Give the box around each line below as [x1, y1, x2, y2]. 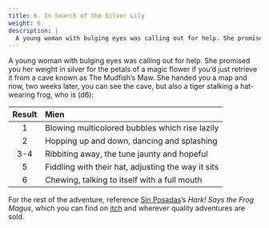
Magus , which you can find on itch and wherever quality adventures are [8, 203, 246, 213]
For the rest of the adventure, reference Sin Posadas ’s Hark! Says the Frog [8, 195, 255, 205]
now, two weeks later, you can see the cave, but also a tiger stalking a [8, 82, 239, 91]
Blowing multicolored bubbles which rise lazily [45, 122, 219, 134]
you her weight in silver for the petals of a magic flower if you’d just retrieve [8, 65, 258, 74]
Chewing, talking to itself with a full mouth [45, 174, 203, 186]
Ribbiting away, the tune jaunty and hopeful [45, 149, 208, 160]
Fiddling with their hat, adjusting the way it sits [45, 162, 219, 173]
